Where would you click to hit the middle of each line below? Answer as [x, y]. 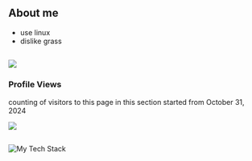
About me [33, 13]
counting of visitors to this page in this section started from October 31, [126, 102]
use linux [35, 32]
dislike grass [41, 41]
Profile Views [35, 85]
